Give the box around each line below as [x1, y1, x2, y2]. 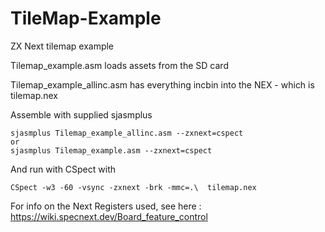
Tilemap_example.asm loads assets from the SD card [10, 59, 229, 71]
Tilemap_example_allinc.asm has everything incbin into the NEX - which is [10, 78, 315, 91]
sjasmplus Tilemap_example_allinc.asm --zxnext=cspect [10, 128, 244, 138]
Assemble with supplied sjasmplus [10, 108, 153, 121]
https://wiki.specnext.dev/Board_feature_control [10, 210, 208, 222]
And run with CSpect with [10, 163, 117, 175]
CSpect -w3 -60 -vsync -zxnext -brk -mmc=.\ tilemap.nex [10, 182, 257, 192]
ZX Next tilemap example [10, 40, 115, 52]
